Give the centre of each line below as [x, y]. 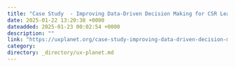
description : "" [31, 33]
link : [15, 40]
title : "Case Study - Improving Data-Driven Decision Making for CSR [112, 14]
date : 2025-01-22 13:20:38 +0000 [56, 20]
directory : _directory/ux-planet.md [60, 53]
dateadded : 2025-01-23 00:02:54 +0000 [64, 27]
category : [22, 46]
